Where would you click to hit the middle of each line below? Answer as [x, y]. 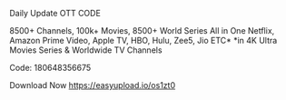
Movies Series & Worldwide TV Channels [86, 50]
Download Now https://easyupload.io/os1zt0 [92, 85]
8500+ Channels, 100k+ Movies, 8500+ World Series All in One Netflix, [142, 30]
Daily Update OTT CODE [55, 13]
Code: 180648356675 [50, 68]
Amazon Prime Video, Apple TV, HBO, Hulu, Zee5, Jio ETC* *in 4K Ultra [143, 40]
